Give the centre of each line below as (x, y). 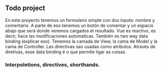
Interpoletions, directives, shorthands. (53, 65)
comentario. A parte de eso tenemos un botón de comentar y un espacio (79, 25)
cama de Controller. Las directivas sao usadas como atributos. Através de (81, 46)
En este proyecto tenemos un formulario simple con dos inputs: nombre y (80, 20)
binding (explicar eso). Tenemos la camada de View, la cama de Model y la (81, 41)
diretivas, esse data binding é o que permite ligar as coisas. (66, 52)
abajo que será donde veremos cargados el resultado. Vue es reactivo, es (81, 31)
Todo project (25, 8)
